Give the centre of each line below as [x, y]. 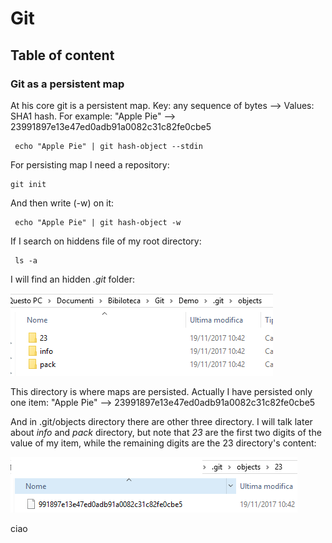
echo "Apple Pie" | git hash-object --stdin [108, 146]
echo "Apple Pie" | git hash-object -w [98, 222]
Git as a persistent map [67, 84]
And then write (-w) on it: [62, 203]
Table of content [62, 55]
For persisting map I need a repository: [90, 164]
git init [28, 184]
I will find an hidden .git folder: [73, 279]
